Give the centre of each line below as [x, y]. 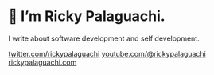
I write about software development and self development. [104, 38]
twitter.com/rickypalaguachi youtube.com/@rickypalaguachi [107, 53]
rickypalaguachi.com [43, 62]
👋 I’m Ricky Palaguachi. [87, 16]
